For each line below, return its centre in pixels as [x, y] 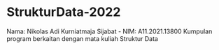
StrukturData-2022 [64, 12]
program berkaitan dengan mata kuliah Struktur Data [83, 38]
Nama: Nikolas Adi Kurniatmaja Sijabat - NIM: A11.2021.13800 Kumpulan [109, 31]
